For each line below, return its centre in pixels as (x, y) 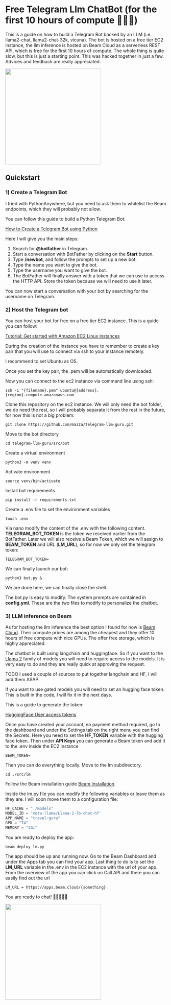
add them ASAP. (22, 680)
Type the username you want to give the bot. (60, 270)
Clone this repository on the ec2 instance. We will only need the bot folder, (84, 404)
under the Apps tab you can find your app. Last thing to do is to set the (80, 862)
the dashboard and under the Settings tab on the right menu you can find (82, 730)
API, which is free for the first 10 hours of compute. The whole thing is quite (85, 51)
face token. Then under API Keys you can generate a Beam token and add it (86, 741)
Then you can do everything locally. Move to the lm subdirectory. (74, 765)
